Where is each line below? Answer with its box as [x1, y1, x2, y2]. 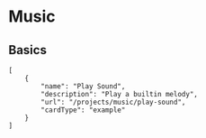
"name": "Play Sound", [40, 82, 126, 91]
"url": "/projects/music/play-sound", [40, 97, 186, 106]
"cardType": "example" [40, 106, 126, 115]
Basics [8, 42, 47, 58]
